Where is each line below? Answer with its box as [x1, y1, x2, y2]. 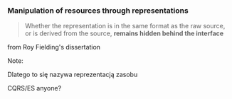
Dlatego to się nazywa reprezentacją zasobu [7, 70, 138, 79]
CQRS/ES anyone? [7, 84, 62, 93]
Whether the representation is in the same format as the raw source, [24, 22, 226, 30]
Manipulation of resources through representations [7, 6, 189, 16]
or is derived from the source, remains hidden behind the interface [24, 29, 224, 37]
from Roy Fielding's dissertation [7, 43, 101, 52]
